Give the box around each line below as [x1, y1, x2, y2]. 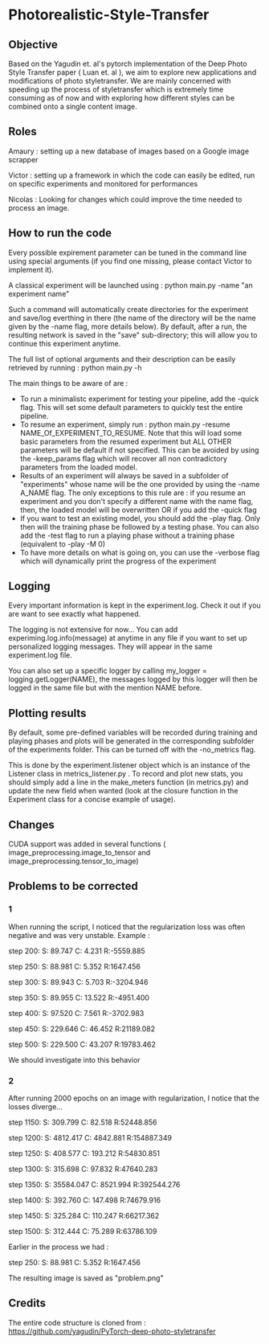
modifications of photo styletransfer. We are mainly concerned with [8, 76, 231, 85]
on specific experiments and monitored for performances [8, 178, 198, 188]
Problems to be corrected [8, 879, 138, 893]
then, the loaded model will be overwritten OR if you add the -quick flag [19, 505, 257, 514]
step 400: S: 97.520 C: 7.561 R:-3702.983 [8, 1008, 145, 1018]
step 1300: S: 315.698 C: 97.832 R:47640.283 [8, 1164, 158, 1174]
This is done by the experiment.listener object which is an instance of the [8, 760, 251, 770]
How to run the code [8, 227, 112, 240]
